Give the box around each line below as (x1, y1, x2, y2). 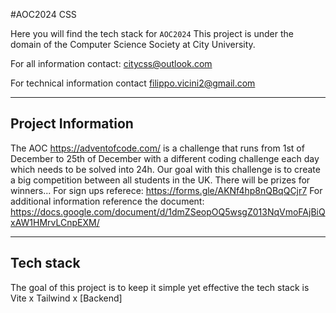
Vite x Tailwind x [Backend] (10, 292, 123, 304)
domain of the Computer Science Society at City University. (10, 39, 256, 50)
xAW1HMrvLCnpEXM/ (10, 216, 100, 228)
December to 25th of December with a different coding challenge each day (10, 152, 320, 164)
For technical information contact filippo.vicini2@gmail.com (10, 77, 256, 89)
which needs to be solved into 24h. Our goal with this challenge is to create (10, 163, 321, 175)
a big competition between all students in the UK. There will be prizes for (10, 174, 311, 186)
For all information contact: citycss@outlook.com (10, 58, 213, 69)
